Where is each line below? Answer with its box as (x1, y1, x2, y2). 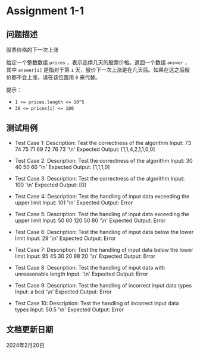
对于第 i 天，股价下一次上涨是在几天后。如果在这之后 (54, 67, 185, 73)
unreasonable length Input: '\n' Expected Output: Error (14, 270, 149, 277)
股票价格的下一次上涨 (6, 46, 58, 53)
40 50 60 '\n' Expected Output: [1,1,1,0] (14, 163, 110, 170)
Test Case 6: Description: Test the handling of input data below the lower (14, 228, 194, 235)
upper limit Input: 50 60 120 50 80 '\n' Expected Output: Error (14, 217, 166, 224)
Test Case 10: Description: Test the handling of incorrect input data (14, 299, 179, 306)
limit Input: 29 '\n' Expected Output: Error (14, 235, 116, 242)
